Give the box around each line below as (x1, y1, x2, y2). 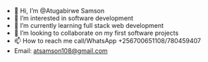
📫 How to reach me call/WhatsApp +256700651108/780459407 (13, 37, 202, 45)
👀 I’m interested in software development (13, 14, 134, 22)
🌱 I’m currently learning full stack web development (13, 22, 164, 29)
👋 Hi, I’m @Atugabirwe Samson (13, 7, 105, 15)
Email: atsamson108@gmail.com (13, 47, 108, 55)
